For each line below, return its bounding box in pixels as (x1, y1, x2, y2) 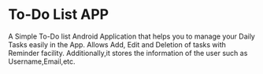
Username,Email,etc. (8, 57, 76, 66)
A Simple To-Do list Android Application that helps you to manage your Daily (8, 31, 256, 41)
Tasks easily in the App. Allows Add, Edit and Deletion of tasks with (8, 39, 227, 49)
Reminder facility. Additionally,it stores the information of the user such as (8, 48, 248, 57)
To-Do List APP (8, 6, 109, 24)
